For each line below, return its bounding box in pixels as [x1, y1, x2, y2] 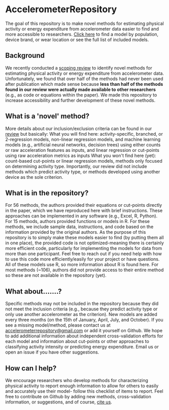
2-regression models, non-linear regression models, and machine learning [5, 136, 161, 142]
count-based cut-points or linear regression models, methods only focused [5, 157, 162, 164]
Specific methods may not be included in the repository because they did [5, 301, 159, 307]
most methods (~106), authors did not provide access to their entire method [5, 267, 164, 273]
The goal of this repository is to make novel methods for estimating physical [5, 20, 164, 26]
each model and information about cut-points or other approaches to [5, 338, 150, 344]
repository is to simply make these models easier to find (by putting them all [5, 235, 164, 241]
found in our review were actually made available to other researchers [5, 86, 156, 92]
